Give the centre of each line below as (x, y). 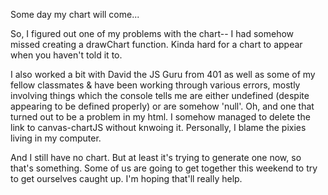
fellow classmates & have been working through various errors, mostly (155, 85)
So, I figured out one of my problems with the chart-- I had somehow (152, 33)
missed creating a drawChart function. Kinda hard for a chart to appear (156, 44)
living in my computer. (56, 138)
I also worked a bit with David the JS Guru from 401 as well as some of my (163, 74)
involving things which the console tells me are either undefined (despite (160, 95)
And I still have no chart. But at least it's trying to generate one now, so (156, 157)
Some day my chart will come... (75, 14)
